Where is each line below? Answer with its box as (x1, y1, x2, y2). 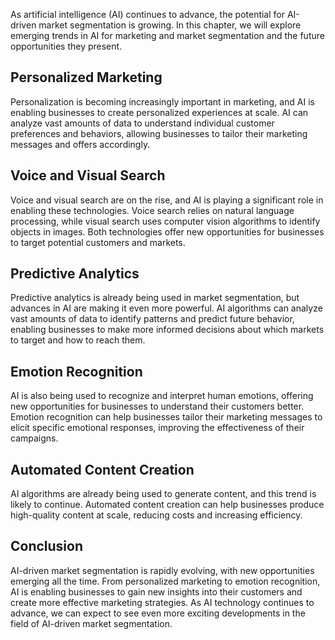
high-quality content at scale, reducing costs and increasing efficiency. (10, 509, 303, 521)
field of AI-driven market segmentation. (10, 617, 173, 629)
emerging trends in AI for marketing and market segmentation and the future (10, 30, 325, 41)
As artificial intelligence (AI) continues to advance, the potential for (10, 9, 285, 20)
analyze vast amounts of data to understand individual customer (10, 117, 275, 129)
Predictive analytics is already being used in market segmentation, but (10, 292, 300, 304)
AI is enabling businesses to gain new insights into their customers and (10, 585, 303, 598)
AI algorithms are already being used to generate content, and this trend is (10, 488, 317, 500)
